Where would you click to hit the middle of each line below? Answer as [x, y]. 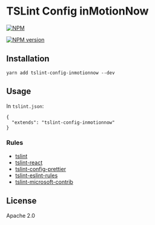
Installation [28, 59]
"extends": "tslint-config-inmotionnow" [63, 123]
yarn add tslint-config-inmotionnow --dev [61, 73]
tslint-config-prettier [41, 169]
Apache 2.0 [21, 215]
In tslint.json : [25, 106]
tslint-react [29, 163]
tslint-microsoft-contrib [44, 182]
